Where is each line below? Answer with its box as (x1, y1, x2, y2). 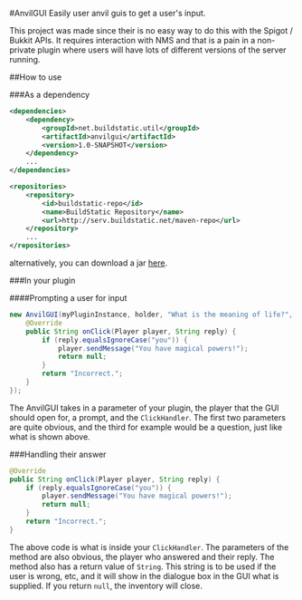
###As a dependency (9, 90, 90, 100)
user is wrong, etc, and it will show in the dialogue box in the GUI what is (9, 570, 279, 581)
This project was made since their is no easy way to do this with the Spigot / (9, 25, 294, 35)
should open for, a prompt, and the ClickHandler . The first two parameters (9, 411, 287, 422)
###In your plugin (9, 276, 76, 285)
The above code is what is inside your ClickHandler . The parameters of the (9, 541, 289, 552)
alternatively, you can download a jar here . (9, 257, 168, 268)
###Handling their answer (9, 449, 107, 460)
